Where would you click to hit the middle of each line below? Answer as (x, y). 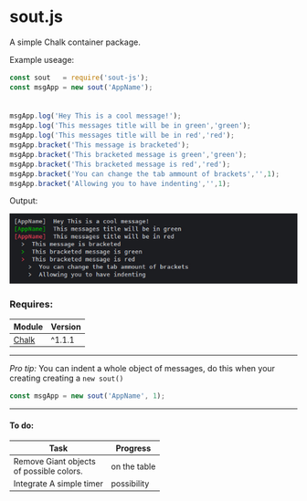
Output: (24, 201)
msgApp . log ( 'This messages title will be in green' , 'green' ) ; (130, 126)
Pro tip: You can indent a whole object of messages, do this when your (143, 369)
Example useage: (42, 59)
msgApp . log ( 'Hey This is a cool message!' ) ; (95, 116)
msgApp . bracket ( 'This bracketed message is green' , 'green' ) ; (128, 154)
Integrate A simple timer (58, 484)
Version (66, 327)
